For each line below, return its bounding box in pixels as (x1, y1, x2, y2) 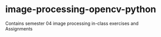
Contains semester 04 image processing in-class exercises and (5, 20, 139, 26)
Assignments (5, 25, 33, 31)
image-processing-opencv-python (5, 4, 156, 15)
